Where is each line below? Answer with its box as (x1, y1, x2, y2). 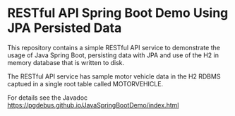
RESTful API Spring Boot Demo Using (7, 5, 229, 21)
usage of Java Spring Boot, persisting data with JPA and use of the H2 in (7, 51, 219, 59)
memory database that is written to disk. (7, 58, 125, 66)
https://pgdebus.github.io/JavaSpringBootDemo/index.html (7, 100, 179, 109)
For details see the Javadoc (7, 93, 88, 102)
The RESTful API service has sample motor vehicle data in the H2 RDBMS (7, 72, 221, 81)
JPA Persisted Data (7, 20, 122, 36)
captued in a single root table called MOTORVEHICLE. (7, 79, 164, 88)
